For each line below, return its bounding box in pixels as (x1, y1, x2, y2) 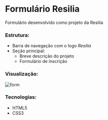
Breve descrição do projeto (19, 53, 74, 59)
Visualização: (5, 71, 39, 78)
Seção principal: (12, 48, 45, 54)
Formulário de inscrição (19, 59, 67, 64)
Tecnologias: (5, 94, 37, 100)
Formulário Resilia (5, 3, 80, 15)
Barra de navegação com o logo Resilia (12, 43, 91, 49)
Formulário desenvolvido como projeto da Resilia (5, 20, 104, 25)
